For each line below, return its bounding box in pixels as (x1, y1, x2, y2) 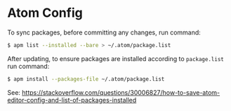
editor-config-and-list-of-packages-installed (7, 96, 137, 104)
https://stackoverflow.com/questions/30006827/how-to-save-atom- (22, 88, 220, 96)
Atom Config (7, 5, 83, 21)
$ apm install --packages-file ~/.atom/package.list (7, 75, 165, 82)
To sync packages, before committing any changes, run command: (7, 28, 202, 37)
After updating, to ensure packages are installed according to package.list (7, 54, 225, 63)
